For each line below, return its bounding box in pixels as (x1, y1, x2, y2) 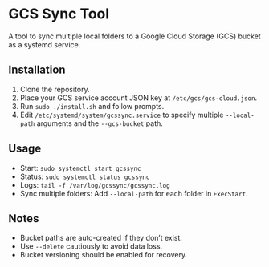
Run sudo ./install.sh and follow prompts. (19, 101, 165, 111)
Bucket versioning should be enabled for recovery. (19, 250, 188, 260)
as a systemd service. (8, 39, 81, 49)
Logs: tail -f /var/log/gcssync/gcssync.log (19, 180, 170, 189)
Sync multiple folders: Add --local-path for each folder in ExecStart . (19, 188, 248, 198)
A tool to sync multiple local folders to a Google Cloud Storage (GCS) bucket (8, 31, 261, 41)
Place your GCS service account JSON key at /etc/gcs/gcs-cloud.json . (19, 93, 258, 103)
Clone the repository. (19, 84, 90, 94)
